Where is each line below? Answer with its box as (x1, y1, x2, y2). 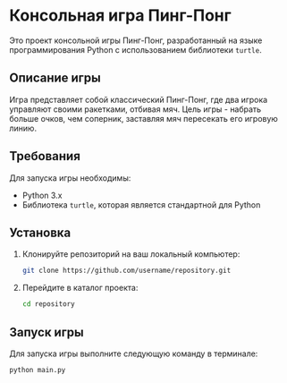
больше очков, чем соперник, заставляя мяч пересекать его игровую (9, 113, 279, 123)
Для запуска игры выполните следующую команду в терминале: (9, 348, 258, 359)
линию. (9, 123, 38, 133)
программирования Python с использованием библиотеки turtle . (9, 44, 262, 55)
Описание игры (9, 71, 101, 86)
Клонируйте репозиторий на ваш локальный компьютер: (21, 249, 241, 260)
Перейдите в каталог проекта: (21, 283, 139, 294)
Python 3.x (21, 190, 63, 200)
